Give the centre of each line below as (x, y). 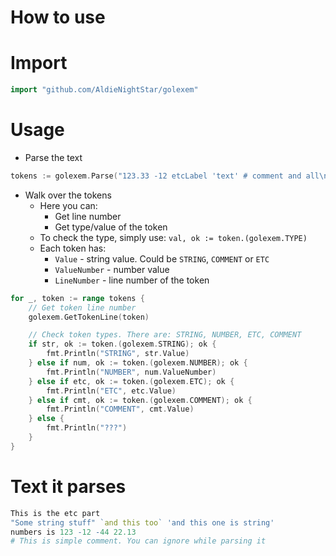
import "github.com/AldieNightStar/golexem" (104, 90)
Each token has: (73, 248)
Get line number (88, 216)
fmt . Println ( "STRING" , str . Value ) (118, 354)
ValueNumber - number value (112, 269)
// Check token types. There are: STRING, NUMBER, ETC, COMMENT (165, 335)
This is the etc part (55, 513)
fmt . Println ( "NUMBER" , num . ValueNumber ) (131, 372)
